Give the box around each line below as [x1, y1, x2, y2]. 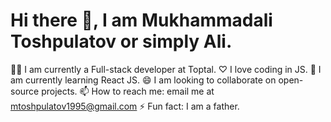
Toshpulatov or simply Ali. [10, 30, 233, 53]
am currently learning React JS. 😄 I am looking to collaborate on [10, 74, 277, 86]
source [10, 85, 40, 97]
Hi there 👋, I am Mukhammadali [10, 9, 273, 32]
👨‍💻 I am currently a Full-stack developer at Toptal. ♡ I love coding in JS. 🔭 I [10, 63, 322, 75]
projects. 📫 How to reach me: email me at [41, 85, 215, 97]
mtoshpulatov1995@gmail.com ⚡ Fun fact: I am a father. [10, 100, 240, 112]
